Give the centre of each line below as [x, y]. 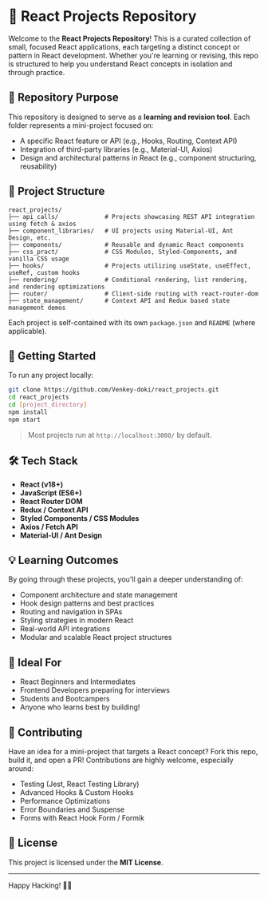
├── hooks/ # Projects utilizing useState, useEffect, [130, 266]
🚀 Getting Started [52, 356]
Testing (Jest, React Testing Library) [79, 784]
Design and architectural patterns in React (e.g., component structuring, [138, 157]
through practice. [37, 72]
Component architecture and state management [99, 595]
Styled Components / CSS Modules [79, 518]
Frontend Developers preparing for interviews [95, 690]
